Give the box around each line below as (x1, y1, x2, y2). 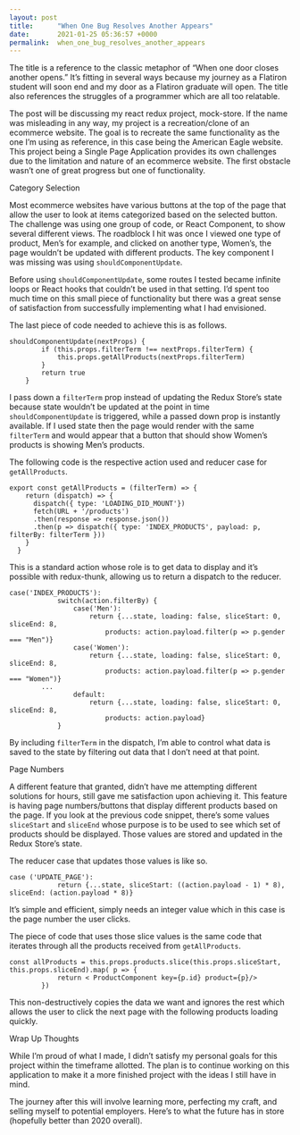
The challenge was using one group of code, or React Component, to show (9, 219, 286, 230)
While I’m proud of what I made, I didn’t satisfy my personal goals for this (9, 1051, 279, 1062)
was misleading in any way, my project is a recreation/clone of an (9, 118, 250, 129)
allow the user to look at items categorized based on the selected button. (9, 209, 279, 220)
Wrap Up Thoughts (9, 1033, 79, 1044)
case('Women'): (72, 643, 129, 652)
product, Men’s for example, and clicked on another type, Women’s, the (9, 238, 272, 248)
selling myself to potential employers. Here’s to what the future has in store (9, 1106, 285, 1117)
